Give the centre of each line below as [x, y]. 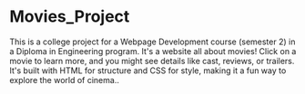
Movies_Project [70, 17]
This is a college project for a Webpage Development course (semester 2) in [152, 42]
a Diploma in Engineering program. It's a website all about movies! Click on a [153, 51]
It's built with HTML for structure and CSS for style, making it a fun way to [148, 70]
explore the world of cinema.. [65, 80]
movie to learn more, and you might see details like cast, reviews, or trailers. [152, 61]
